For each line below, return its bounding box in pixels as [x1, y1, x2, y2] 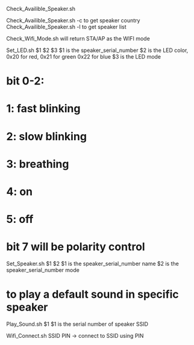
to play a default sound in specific [6, 288, 179, 301]
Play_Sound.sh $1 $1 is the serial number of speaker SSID [6, 320, 149, 327]
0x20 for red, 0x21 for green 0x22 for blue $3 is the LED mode [6, 53, 161, 60]
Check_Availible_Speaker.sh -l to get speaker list [6, 24, 127, 30]
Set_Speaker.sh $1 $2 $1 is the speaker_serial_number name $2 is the [6, 260, 179, 268]
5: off [6, 213, 34, 226]
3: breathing [6, 157, 69, 171]
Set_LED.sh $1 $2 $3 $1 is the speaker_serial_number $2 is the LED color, [6, 47, 189, 54]
